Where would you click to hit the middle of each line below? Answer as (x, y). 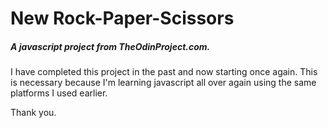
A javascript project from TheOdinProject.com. (110, 46)
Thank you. (33, 113)
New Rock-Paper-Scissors (122, 18)
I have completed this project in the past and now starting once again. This (164, 72)
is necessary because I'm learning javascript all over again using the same (163, 83)
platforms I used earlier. (59, 93)
